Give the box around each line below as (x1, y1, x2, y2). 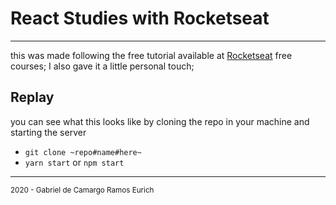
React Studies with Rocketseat (10, 7, 270, 30)
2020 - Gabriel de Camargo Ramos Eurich (10, 185, 155, 195)
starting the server (10, 126, 87, 138)
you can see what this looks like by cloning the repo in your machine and (10, 115, 310, 127)
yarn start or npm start (24, 156, 125, 168)
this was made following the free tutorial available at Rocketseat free (10, 49, 293, 61)
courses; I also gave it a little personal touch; (10, 60, 195, 72)
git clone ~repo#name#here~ (24, 147, 142, 157)
